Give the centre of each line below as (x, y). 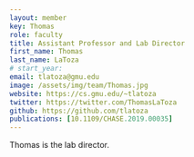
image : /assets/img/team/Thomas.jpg (79, 85)
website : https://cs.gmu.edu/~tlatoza (83, 93)
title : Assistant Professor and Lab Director (97, 43)
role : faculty (36, 34)
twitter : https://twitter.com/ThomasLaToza (93, 102)
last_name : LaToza (44, 60)
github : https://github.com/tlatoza (79, 111)
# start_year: (36, 69)
